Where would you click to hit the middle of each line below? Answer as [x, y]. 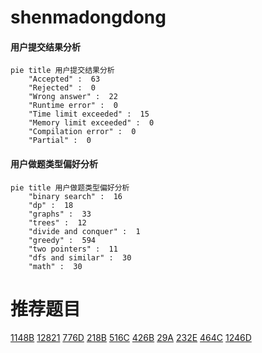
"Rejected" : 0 [62, 88]
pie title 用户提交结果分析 [62, 71]
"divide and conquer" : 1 [84, 231]
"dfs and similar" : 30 [80, 257]
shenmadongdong [88, 17]
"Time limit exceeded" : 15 [89, 114]
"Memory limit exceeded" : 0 [91, 123]
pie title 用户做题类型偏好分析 [70, 187]
